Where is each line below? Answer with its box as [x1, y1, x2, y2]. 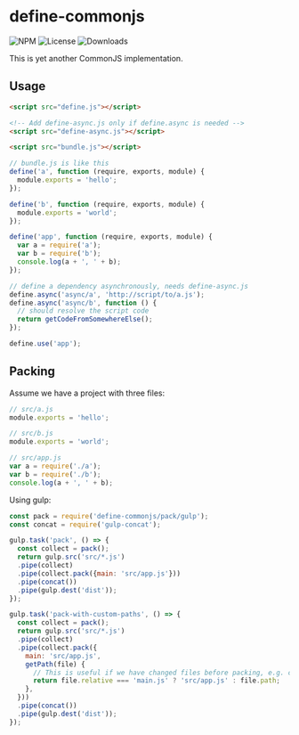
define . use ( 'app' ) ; [9, 339, 82, 348]
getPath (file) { [25, 659, 86, 669]
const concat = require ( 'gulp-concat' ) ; [9, 519, 162, 529]
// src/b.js [9, 429, 53, 438]
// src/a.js [9, 404, 53, 413]
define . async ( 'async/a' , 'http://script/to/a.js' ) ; [9, 290, 205, 299]
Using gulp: [9, 494, 52, 505]
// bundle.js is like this [9, 159, 109, 168]
